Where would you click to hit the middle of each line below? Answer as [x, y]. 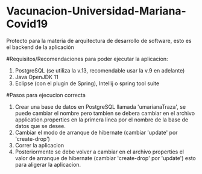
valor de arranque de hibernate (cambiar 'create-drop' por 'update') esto [105, 158]
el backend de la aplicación [40, 47]
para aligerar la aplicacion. [48, 164]
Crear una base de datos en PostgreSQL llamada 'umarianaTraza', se [100, 106]
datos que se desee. [40, 126]
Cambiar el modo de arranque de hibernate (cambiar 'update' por [96, 132]
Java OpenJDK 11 [36, 77]
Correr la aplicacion [39, 145]
